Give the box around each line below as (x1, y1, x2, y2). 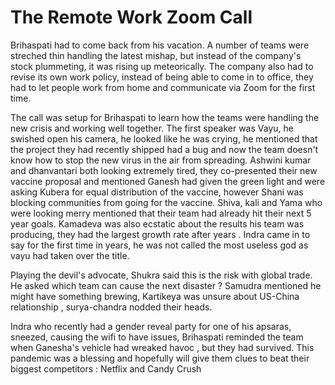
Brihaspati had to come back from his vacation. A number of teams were (10, 39, 310, 51)
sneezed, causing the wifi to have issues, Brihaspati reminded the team (10, 331, 304, 343)
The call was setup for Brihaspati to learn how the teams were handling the (10, 111, 320, 123)
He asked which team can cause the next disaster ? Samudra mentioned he (10, 279, 322, 291)
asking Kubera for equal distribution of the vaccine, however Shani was (10, 186, 304, 198)
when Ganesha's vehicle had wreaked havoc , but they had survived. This (10, 341, 315, 353)
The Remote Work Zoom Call (10, 6, 253, 29)
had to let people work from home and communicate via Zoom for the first (10, 81, 316, 93)
